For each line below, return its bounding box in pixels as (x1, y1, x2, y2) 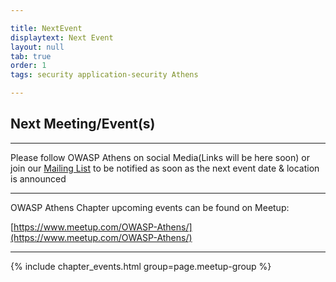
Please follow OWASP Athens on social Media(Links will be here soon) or (10, 151, 310, 163)
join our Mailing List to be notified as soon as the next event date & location (10, 162, 320, 174)
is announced (10, 172, 67, 185)
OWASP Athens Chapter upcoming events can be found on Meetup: (10, 201, 290, 213)
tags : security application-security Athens (10, 70, 199, 80)
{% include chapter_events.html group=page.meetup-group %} (10, 260, 272, 272)
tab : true (10, 51, 52, 61)
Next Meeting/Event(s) (10, 116, 156, 133)
